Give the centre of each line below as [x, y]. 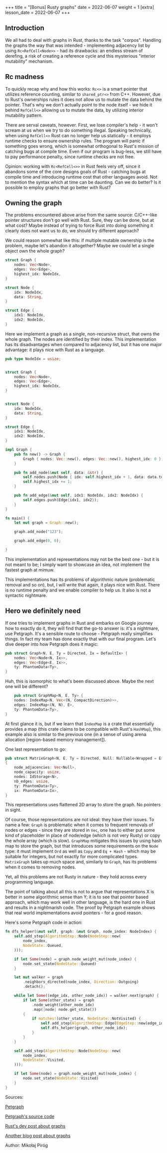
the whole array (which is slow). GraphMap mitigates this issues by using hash [83, 841]
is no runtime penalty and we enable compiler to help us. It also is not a [78, 590]
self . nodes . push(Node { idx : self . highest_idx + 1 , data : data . [91, 477]
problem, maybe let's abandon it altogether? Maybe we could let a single [80, 246]
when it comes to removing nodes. [41, 867]
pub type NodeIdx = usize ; [33, 359]
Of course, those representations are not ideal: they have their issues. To [80, 820]
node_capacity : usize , [38, 772]
